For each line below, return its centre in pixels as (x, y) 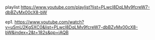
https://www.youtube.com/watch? (49, 22)
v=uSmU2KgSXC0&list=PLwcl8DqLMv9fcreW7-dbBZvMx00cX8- (72, 27)
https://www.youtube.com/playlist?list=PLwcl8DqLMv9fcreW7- (85, 7)
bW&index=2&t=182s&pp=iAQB (37, 32)
